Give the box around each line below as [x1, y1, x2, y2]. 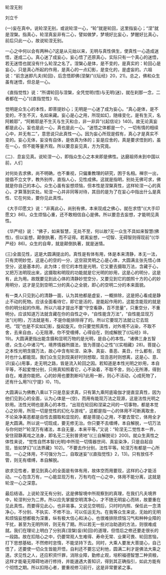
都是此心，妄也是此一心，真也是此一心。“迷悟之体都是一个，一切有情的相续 [5, 125, 159, 130]
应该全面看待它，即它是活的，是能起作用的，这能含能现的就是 [35, 299, 161, 305]
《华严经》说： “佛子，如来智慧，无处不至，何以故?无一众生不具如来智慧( [5, 229, 155, 234]
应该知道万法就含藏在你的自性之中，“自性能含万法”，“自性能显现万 [18, 311, 154, 317]
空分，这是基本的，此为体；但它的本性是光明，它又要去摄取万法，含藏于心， [5, 264, 161, 269]
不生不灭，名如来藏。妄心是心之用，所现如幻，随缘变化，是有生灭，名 [18, 113, 161, 118]
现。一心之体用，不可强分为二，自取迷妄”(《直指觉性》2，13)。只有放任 [5, 451, 150, 457]
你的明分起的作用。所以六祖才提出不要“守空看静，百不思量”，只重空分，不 [5, 305, 157, 310]
